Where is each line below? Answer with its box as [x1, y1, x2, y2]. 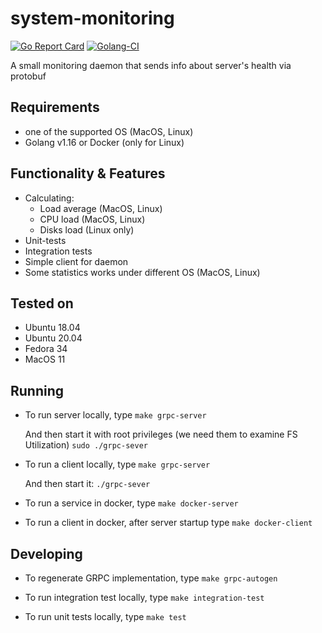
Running [10, 382, 65, 399]
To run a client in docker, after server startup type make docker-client [24, 517, 313, 529]
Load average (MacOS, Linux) [39, 202, 163, 214]
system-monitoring [10, 7, 175, 30]
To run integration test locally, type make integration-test [24, 592, 265, 603]
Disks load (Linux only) [39, 223, 135, 236]
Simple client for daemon [24, 255, 129, 267]
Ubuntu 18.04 [24, 322, 81, 334]
